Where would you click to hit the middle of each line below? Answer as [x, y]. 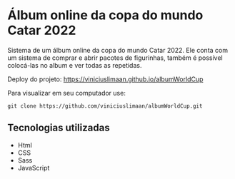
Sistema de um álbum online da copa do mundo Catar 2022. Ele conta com [118, 50]
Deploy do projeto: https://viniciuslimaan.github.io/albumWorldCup [105, 79]
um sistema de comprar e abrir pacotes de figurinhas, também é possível [115, 58]
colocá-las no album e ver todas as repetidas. [75, 65]
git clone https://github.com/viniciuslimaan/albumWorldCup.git [105, 106]
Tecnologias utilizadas [59, 128]
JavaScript [34, 168]
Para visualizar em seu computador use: [67, 93]
